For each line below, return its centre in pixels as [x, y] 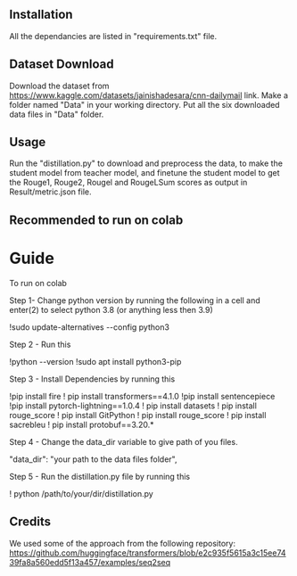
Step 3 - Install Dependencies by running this [92, 379]
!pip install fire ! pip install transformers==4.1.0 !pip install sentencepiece [142, 396]
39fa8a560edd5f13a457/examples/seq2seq [90, 562]
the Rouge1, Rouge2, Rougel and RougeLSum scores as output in [128, 183]
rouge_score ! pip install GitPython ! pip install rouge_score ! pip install [138, 415]
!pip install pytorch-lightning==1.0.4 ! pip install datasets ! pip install [133, 406]
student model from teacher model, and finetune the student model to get [144, 173]
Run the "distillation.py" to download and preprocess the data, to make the [146, 163]
